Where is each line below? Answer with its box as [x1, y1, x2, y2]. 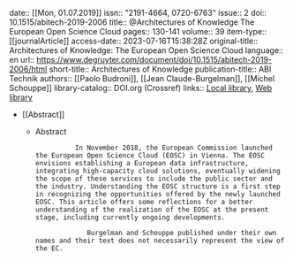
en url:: [9, 55, 35, 65]
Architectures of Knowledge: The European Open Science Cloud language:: [9, 45, 284, 56]
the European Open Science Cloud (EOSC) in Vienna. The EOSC [34, 151, 265, 160]
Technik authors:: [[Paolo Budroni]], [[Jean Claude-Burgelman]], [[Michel [9, 73, 275, 83]
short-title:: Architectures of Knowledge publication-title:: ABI [49, 64, 272, 74]
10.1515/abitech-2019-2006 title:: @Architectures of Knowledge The [9, 17, 255, 27]
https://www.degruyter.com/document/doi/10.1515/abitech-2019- [36, 55, 272, 65]
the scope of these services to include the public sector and [34, 174, 274, 183]
